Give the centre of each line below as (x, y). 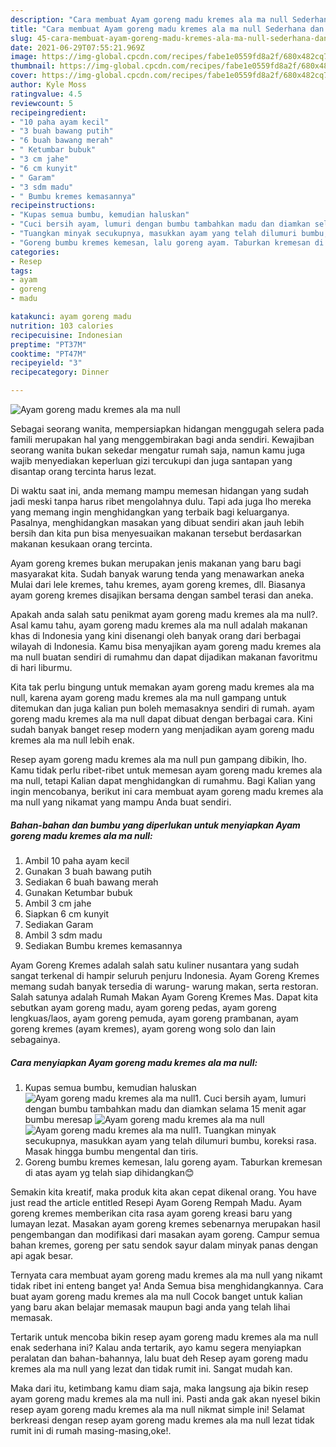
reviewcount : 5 (42, 103)
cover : (24, 76)
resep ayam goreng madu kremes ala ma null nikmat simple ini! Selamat (157, 1409)
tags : (21, 271)
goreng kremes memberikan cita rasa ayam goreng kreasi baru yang (151, 1213)
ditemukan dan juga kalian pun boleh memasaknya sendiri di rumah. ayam (162, 708)
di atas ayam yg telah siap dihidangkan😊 (109, 1172)
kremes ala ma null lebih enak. (72, 740)
